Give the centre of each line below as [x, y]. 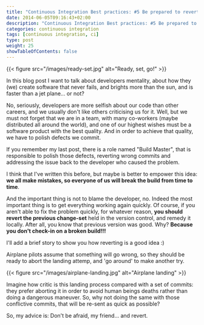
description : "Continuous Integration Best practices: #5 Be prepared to [102, 23]
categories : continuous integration [53, 29]
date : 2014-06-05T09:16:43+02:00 [49, 18]
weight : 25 [20, 46]
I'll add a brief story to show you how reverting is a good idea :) [86, 242]
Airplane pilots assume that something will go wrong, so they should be [96, 254]
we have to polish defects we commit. [54, 137]
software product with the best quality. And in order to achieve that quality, [100, 131]
